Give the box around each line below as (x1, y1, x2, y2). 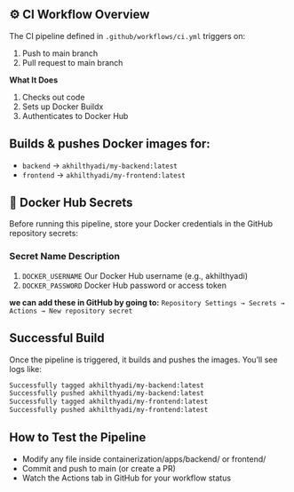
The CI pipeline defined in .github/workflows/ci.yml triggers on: (9, 30, 246, 41)
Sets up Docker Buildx (21, 101, 104, 112)
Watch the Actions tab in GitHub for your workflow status (21, 472, 232, 483)
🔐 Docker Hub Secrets (9, 195, 133, 210)
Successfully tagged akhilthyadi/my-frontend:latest (9, 397, 209, 407)
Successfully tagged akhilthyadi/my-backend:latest (9, 381, 204, 390)
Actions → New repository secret (9, 306, 133, 315)
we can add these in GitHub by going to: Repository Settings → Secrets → (9, 297, 285, 307)
